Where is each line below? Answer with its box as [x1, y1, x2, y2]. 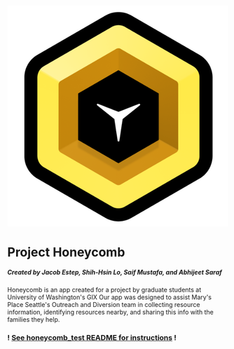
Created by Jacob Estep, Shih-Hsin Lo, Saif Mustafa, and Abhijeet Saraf [7, 268, 222, 276]
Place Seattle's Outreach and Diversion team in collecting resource [7, 301, 200, 309]
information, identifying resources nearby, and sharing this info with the [7, 308, 214, 317]
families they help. [7, 315, 60, 324]
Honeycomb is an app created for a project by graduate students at [7, 286, 202, 294]
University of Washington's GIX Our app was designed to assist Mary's [7, 293, 212, 301]
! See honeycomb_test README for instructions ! [7, 333, 177, 343]
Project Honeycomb [7, 245, 125, 261]
